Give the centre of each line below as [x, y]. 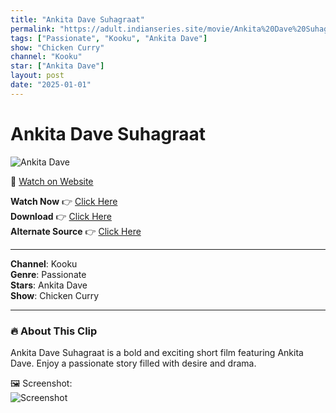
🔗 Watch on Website [52, 181]
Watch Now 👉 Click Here [64, 201]
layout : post [37, 76]
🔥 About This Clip [54, 331]
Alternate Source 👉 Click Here [76, 231]
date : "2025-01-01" [51, 85]
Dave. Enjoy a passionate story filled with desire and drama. [133, 363]
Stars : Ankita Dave [49, 285]
